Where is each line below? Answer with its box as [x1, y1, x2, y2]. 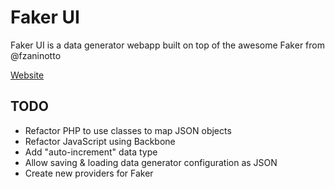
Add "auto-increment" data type [24, 146, 158, 158]
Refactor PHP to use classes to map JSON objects [24, 124, 232, 136]
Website [10, 69, 45, 81]
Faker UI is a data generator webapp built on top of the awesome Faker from [10, 39, 325, 51]
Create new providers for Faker [24, 167, 154, 179]
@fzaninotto [10, 49, 62, 61]
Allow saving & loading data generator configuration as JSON [24, 156, 278, 168]
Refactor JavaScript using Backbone [24, 135, 176, 147]
